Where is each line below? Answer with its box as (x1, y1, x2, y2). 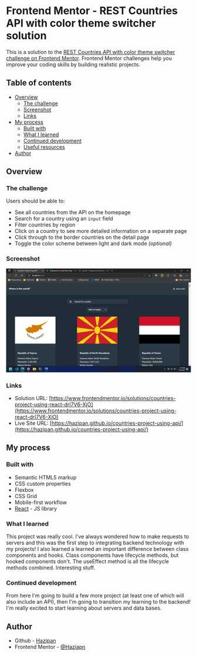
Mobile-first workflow (14, 499, 67, 506)
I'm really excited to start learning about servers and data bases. (6, 604, 162, 611)
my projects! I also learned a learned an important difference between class (6, 546, 189, 553)
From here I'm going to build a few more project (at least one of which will (6, 592, 185, 599)
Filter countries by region (14, 221, 76, 228)
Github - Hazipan (14, 637, 56, 644)
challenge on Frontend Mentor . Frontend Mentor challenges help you (6, 55, 172, 62)
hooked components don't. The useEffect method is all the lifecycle (6, 558, 169, 565)
